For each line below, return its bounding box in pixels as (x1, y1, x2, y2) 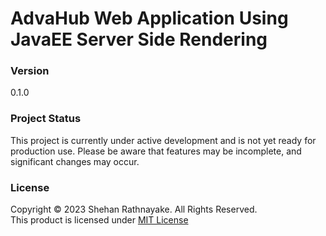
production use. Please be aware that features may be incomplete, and (10, 145, 302, 157)
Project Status (10, 112, 82, 126)
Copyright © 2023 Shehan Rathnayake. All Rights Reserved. (10, 203, 258, 216)
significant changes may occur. (10, 155, 140, 167)
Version (10, 64, 50, 78)
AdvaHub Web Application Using (10, 7, 289, 30)
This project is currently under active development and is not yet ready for (10, 134, 317, 146)
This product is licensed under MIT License (10, 214, 189, 226)
